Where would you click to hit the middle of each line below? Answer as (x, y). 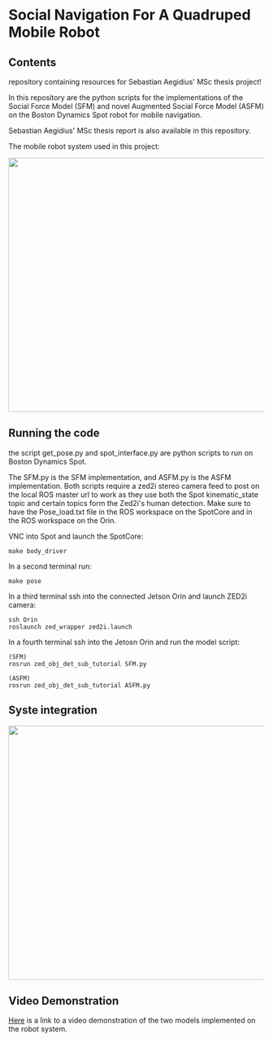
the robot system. (38, 1029)
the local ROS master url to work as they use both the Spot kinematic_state (133, 495)
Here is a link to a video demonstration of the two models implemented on (132, 1020)
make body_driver (38, 551)
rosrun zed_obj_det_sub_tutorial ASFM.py (80, 685)
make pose (25, 581)
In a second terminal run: (50, 566)
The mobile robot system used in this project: (84, 146)
